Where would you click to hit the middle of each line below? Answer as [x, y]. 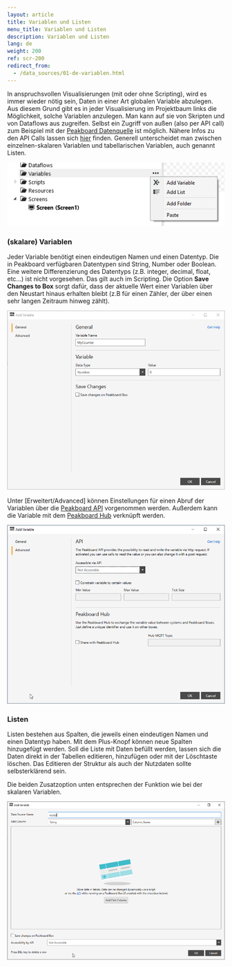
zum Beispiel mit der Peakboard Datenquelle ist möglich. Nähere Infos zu [111, 130]
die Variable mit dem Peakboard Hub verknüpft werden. [86, 515]
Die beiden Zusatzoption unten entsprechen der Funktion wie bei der [105, 785]
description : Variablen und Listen [58, 37]
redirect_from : [29, 66]
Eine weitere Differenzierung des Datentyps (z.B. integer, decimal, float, [109, 272]
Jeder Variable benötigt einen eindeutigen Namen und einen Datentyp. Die [113, 257]
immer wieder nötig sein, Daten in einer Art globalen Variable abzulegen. [110, 101]
